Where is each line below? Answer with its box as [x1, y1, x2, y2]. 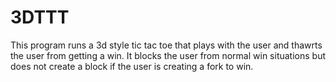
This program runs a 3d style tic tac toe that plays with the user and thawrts [10, 39, 323, 51]
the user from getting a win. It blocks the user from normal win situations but [10, 49, 327, 61]
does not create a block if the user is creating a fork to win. [10, 60, 254, 72]
